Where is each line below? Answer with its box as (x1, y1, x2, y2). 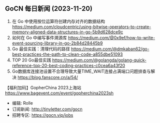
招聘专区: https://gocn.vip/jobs (12, 112, 73, 118)
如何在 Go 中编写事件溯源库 (12, 34, 67, 40)
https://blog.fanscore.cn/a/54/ (17, 74, 78, 80)
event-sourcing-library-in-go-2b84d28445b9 (12, 40, 103, 46)
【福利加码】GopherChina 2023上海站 (5, 84, 81, 91)
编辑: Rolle (12, 100, 33, 106)
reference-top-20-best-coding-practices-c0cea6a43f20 (12, 62, 126, 68)
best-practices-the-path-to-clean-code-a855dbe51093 (12, 51, 123, 57)
